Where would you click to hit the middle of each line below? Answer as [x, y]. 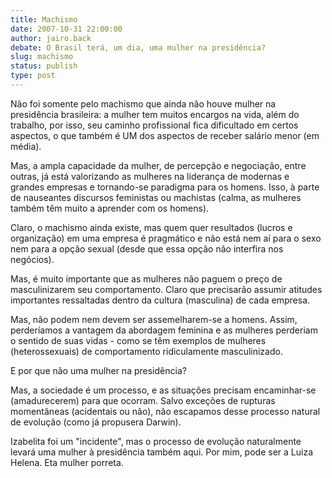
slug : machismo [42, 57]
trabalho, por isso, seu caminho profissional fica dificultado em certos [154, 125]
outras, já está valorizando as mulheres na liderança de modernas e [150, 176]
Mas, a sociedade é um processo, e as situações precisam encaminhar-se [163, 390]
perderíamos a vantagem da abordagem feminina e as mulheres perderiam [164, 330]
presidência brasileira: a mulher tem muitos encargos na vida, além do [155, 114]
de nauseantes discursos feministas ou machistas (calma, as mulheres [156, 197]
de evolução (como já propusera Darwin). [96, 422]
